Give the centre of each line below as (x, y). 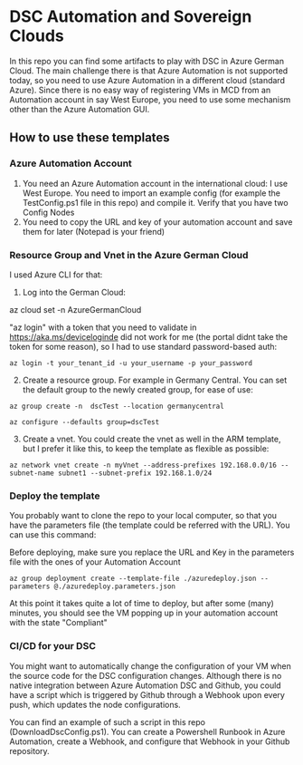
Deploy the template (55, 496)
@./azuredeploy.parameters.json (115, 586)
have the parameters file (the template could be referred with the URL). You (150, 525)
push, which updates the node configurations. (95, 704)
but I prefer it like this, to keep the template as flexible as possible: (146, 448)
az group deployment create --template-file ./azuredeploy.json (133, 579)
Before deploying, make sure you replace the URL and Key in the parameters (152, 552)
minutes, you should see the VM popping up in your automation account (144, 613)
